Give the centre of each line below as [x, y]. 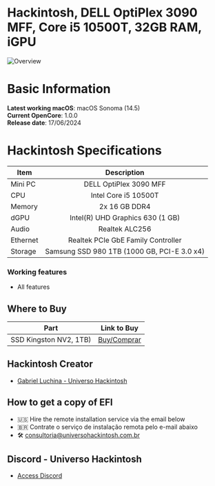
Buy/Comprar [119, 339]
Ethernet [24, 240]
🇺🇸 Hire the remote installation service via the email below [101, 419]
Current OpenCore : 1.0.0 [42, 115]
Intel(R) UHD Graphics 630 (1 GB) [125, 217]
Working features [37, 272]
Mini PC [23, 184]
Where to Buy [37, 308]
